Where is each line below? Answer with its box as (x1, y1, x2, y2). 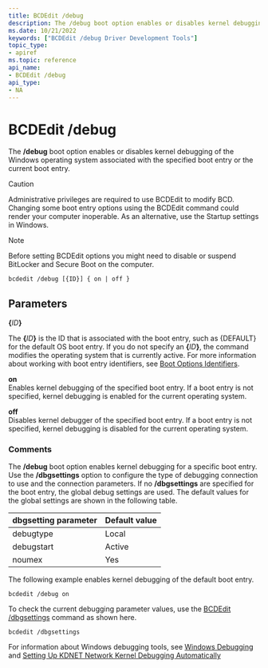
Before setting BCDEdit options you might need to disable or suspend (8, 251, 237, 260)
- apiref (8, 49, 37, 57)
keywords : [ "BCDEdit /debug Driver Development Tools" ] (8, 34, 198, 42)
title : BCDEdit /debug (8, 11, 84, 20)
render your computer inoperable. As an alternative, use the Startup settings (8, 212, 259, 221)
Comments (8, 444, 52, 455)
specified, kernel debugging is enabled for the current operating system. (8, 392, 247, 401)
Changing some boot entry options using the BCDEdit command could (8, 203, 239, 213)
